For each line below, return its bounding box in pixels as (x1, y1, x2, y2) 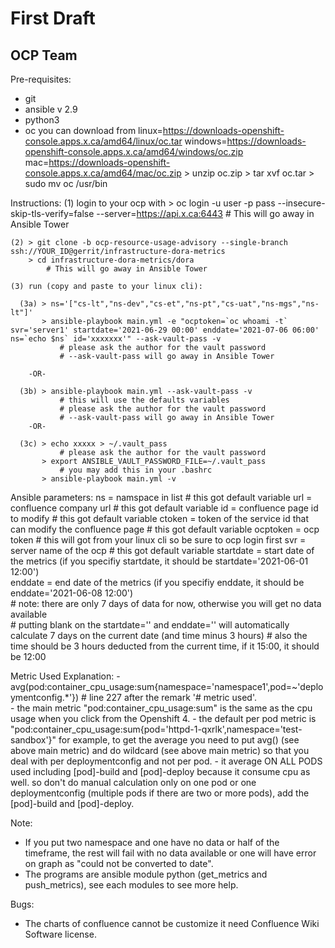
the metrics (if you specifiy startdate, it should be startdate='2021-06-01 (10, 555, 309, 567)
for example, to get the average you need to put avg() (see (58, 734, 300, 746)
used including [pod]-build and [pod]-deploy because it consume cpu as (10, 766, 311, 777)
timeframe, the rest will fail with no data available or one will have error (24, 847, 317, 859)
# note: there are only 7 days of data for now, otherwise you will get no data (10, 598, 322, 609)
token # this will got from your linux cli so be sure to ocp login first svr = (10, 534, 307, 546)
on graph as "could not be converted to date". (24, 858, 214, 869)
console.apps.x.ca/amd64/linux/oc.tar (24, 135, 183, 147)
